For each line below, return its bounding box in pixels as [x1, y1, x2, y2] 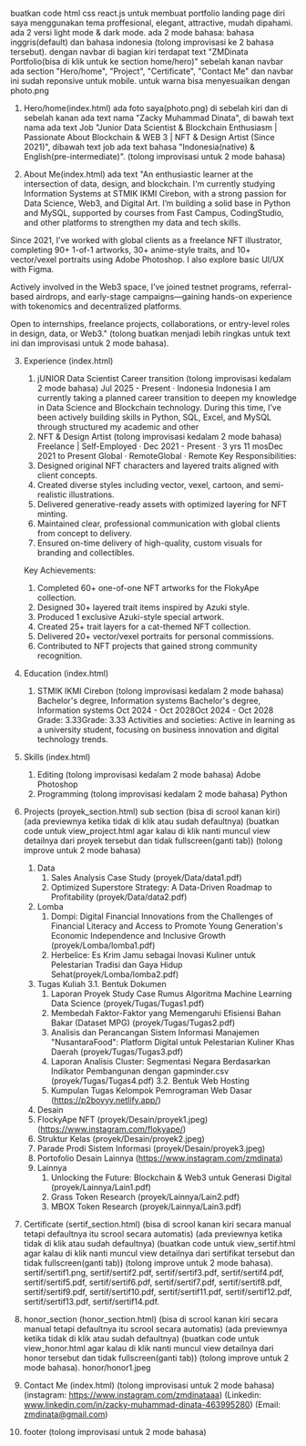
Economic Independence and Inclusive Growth [50, 931, 227, 941]
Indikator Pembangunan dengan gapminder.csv [50, 1065, 229, 1076]
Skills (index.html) [23, 751, 91, 762]
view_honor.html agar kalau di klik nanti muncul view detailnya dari [23, 1343, 274, 1353]
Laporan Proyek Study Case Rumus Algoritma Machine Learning [50, 988, 292, 999]
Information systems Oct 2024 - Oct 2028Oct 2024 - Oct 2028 [36, 705, 274, 716]
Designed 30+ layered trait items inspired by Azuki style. [36, 602, 250, 613]
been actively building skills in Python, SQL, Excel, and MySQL [36, 412, 272, 423]
